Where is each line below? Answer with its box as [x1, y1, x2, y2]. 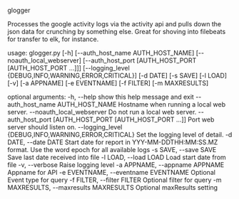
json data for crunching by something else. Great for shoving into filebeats [7, 28, 226, 36]
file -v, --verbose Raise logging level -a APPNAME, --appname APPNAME [7, 161, 225, 169]
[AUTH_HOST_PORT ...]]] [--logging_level [7, 64, 130, 72]
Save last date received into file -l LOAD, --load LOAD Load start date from [7, 153, 226, 161]
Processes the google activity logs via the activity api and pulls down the [7, 20, 222, 28]
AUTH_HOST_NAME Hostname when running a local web [56, 100, 226, 109]
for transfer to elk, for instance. [7, 35, 99, 43]
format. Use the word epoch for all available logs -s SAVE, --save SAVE [7, 146, 217, 154]
